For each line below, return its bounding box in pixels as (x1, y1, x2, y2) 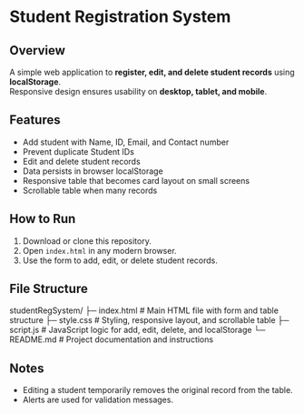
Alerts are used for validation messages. (22, 394, 174, 406)
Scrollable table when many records (22, 185, 158, 196)
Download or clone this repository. (22, 235, 152, 247)
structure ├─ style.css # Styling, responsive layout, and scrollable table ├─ (9, 315, 289, 326)
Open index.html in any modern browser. (22, 245, 177, 256)
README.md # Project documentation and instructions (9, 334, 214, 345)
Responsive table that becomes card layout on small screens (22, 175, 250, 186)
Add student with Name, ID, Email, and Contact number (22, 136, 230, 147)
